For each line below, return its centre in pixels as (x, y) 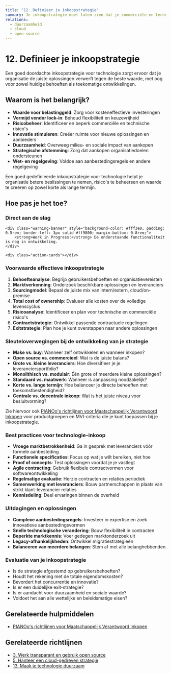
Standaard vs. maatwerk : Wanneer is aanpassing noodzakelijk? (80, 380)
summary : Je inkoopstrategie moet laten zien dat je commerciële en (79, 15)
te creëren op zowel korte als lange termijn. (51, 187)
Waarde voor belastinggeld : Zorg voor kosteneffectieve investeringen (86, 112)
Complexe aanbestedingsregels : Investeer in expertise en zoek (80, 519)
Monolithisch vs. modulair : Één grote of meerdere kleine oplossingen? (87, 374)
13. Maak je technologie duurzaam (49, 666)
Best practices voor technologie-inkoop (55, 435)
